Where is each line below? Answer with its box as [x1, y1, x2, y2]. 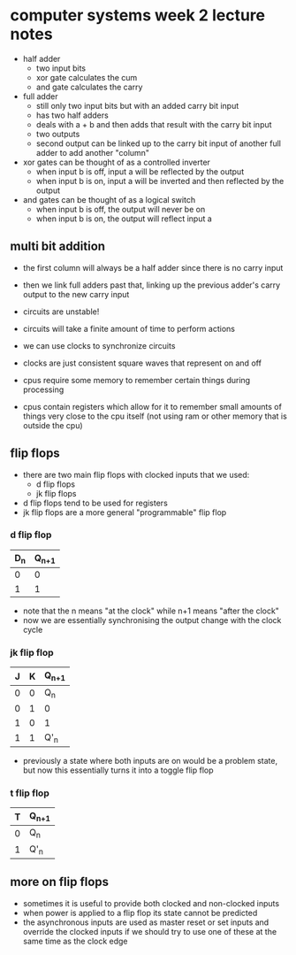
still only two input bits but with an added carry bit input [35, 100, 239, 111]
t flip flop [10, 787, 49, 799]
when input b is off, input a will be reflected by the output [35, 166, 245, 177]
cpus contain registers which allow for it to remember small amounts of [22, 401, 282, 412]
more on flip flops [10, 874, 110, 890]
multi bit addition [10, 239, 105, 254]
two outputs [35, 128, 80, 139]
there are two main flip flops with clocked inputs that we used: [22, 469, 250, 480]
